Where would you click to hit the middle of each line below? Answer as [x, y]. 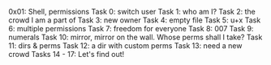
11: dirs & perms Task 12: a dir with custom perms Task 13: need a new [125, 46]
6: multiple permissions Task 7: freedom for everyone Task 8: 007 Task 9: [131, 28]
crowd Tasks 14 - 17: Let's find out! [67, 54]
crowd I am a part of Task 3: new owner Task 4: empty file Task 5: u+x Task [135, 20]
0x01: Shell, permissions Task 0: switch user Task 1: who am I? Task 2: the [132, 12]
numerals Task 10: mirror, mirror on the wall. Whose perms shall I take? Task [135, 37]
